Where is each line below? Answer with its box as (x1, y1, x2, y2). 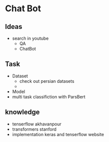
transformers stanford (12, 126, 57, 132)
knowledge (5, 108, 40, 117)
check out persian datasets (19, 78, 75, 84)
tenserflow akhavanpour (12, 121, 62, 127)
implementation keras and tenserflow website (12, 131, 104, 137)
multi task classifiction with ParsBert (12, 94, 86, 99)
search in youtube (12, 35, 49, 41)
